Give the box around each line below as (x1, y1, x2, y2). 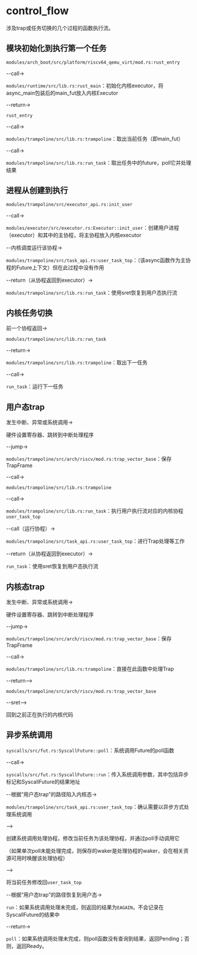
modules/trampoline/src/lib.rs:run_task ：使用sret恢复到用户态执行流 (6, 289, 178, 296)
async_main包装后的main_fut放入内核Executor (6, 89, 119, 96)
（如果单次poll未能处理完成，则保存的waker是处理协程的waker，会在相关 (6, 847, 183, 854)
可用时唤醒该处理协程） (11, 855, 68, 862)
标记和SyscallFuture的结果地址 (6, 778, 81, 785)
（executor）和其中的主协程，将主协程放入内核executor (6, 232, 142, 239)
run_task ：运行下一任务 (6, 383, 64, 390)
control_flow (6, 4, 69, 18)
